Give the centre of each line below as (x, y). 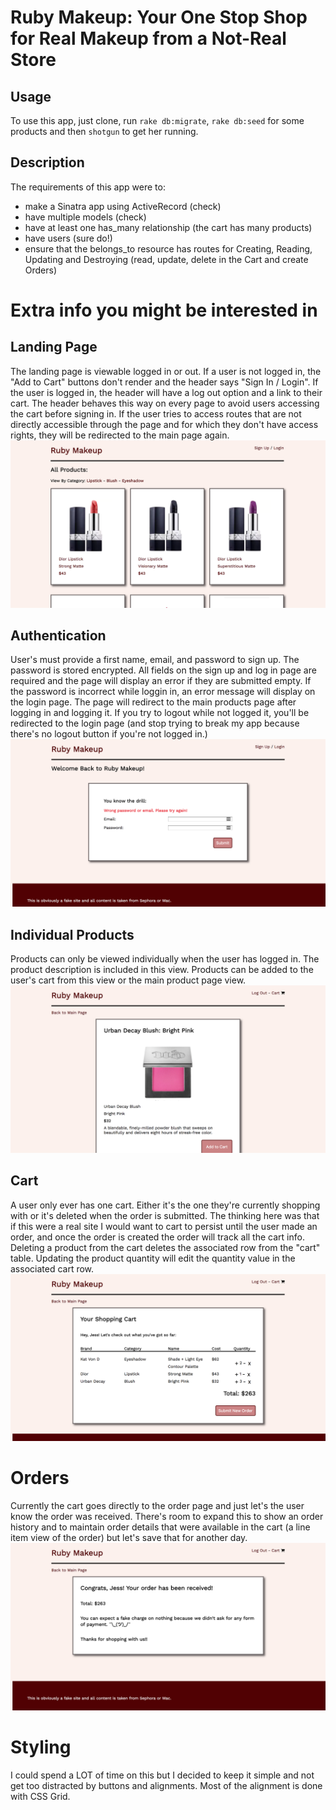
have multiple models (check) (85, 217)
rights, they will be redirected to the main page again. (120, 435)
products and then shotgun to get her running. (104, 131)
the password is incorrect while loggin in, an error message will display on (163, 692)
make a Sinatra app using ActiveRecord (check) (123, 206)
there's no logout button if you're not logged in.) (109, 734)
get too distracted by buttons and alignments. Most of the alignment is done (166, 1785)
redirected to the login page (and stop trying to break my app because (155, 723)
